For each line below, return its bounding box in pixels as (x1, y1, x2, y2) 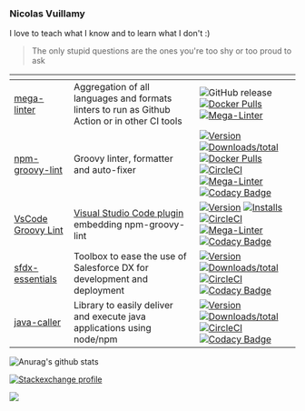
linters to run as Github (74, 104, 171, 116)
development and (74, 273, 148, 286)
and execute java (74, 310, 147, 323)
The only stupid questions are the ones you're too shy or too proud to (31, 45, 292, 56)
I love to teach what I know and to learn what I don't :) (9, 28, 211, 39)
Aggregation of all (74, 81, 150, 94)
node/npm (74, 333, 118, 346)
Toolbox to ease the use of (74, 250, 188, 263)
